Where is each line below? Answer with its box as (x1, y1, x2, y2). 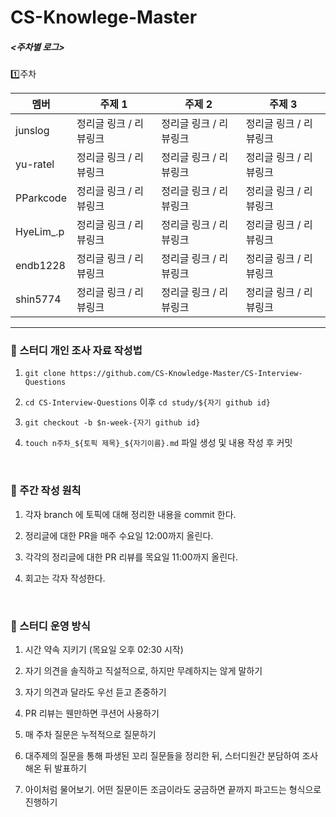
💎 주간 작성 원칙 (10, 484, 82, 498)
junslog (15, 124, 50, 138)
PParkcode (15, 191, 67, 205)
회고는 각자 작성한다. (24, 572, 106, 584)
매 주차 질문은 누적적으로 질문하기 (24, 729, 157, 741)
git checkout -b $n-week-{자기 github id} (24, 418, 201, 428)
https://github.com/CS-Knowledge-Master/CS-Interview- (69, 369, 303, 379)
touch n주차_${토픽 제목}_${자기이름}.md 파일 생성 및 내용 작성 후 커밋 (24, 437, 293, 449)
